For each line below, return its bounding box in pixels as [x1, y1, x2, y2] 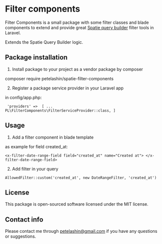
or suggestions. [5, 233, 36, 239]
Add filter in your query [12, 166, 59, 172]
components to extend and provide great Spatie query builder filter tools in [5, 24, 154, 30]
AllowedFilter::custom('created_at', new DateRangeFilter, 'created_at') [5, 175, 157, 180]
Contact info [5, 215, 44, 224]
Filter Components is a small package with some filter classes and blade [5, 19, 149, 25]
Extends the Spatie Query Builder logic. [5, 39, 84, 45]
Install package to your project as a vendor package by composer [12, 66, 144, 72]
